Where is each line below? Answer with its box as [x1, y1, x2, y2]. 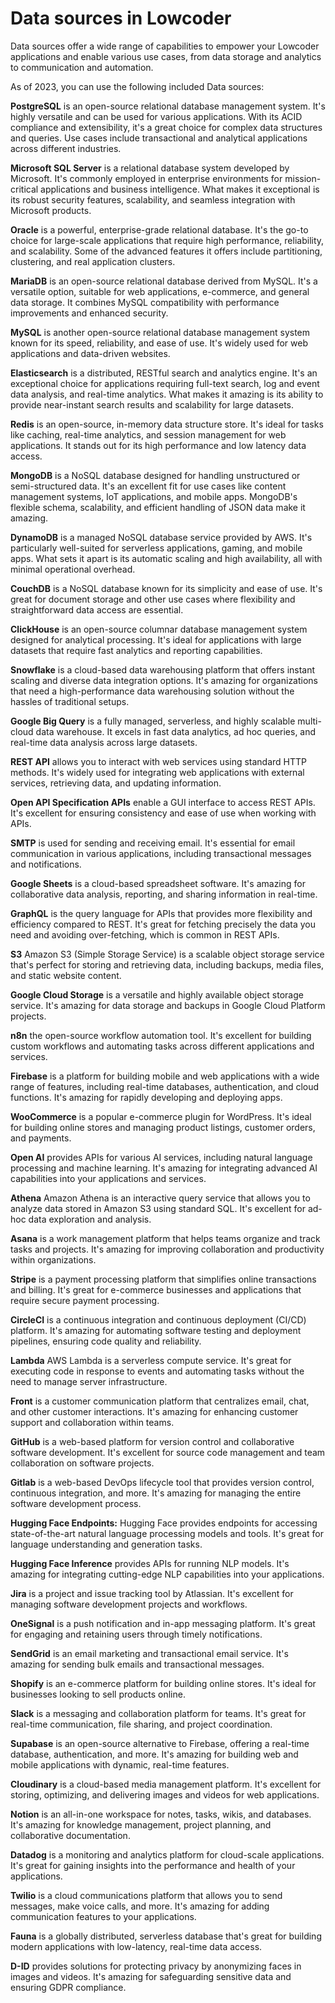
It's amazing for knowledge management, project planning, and [10, 1818, 272, 1831]
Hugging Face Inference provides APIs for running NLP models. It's [10, 1557, 290, 1569]
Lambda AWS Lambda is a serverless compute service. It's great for [10, 1354, 292, 1366]
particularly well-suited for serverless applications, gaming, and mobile [10, 542, 303, 554]
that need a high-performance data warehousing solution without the [10, 685, 295, 697]
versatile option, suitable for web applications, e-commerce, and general [10, 285, 310, 297]
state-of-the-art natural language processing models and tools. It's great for [10, 1527, 324, 1539]
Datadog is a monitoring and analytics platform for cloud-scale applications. [10, 1848, 325, 1861]
